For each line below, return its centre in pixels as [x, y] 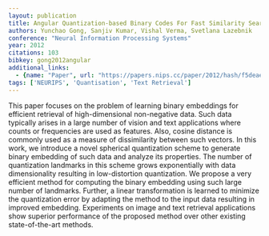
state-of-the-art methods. [51, 224]
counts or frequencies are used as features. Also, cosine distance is [120, 131]
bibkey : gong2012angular [50, 61]
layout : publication [43, 16]
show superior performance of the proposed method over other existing [127, 216]
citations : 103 [34, 53]
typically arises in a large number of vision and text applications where [125, 122]
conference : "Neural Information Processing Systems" [100, 38]
